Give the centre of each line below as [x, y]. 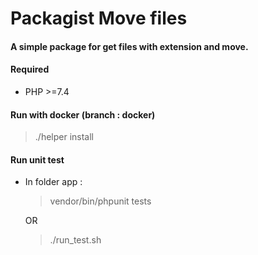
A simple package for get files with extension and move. [129, 46]
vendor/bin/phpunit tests [100, 201]
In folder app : [53, 182]
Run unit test [37, 159]
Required [30, 69]
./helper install [64, 137]
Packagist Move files [99, 18]
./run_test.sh [75, 240]
